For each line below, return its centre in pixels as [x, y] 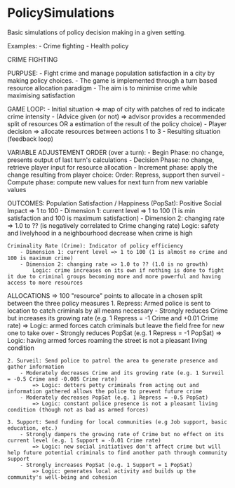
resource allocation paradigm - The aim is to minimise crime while [102, 88]
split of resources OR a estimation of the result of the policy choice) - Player [117, 123]
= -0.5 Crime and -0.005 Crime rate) [62, 379]
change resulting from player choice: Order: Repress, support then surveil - [116, 175]
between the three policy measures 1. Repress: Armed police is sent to [109, 303]
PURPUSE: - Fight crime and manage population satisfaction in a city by [111, 73]
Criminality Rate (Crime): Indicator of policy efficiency [95, 246]
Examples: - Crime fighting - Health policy [68, 46]
